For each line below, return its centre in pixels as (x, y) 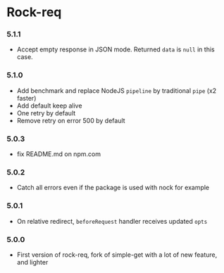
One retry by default (46, 113)
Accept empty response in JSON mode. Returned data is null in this (116, 49)
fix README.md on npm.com (59, 154)
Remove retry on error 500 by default (71, 120)
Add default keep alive (49, 106)
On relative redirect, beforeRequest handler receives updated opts (112, 221)
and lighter (32, 262)
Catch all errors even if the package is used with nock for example (113, 188)
